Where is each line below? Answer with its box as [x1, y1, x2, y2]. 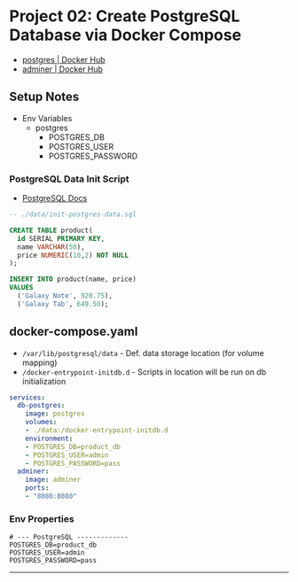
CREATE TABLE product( [9, 226, 93, 235]
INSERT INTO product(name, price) [9, 275, 137, 284]
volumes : [25, 418, 58, 427]
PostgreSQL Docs [21, 193, 88, 204]
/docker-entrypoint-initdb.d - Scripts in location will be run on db [21, 366, 267, 377]
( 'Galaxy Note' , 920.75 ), [17, 291, 114, 300]
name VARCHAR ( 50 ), [17, 242, 86, 252]
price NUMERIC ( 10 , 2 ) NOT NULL [17, 251, 129, 260]
